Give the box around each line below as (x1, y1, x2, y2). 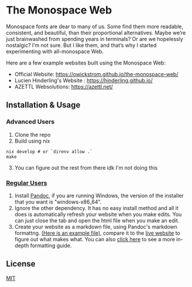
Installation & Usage (6, 100, 81, 110)
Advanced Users (6, 118, 54, 126)
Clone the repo (14, 131, 51, 138)
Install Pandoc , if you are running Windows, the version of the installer (14, 192, 184, 199)
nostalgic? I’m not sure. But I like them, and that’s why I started (6, 42, 157, 49)
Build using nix (14, 137, 50, 144)
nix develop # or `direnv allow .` (6, 148, 93, 154)
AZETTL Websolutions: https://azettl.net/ (14, 83, 113, 90)
